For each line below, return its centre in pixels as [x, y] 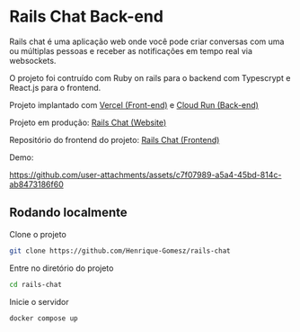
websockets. [33, 60]
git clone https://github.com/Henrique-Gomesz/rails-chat [120, 251]
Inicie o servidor [39, 301]
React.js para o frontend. [55, 87]
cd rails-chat [36, 284]
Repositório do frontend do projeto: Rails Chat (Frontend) [115, 139]
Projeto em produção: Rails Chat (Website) [88, 122]
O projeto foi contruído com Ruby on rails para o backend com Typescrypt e [150, 77]
